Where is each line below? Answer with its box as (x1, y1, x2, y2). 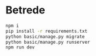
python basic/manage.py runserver (5, 39, 91, 45)
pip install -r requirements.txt (5, 28, 88, 34)
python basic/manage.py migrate (5, 33, 85, 40)
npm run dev (5, 44, 35, 50)
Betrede (5, 3, 45, 17)
